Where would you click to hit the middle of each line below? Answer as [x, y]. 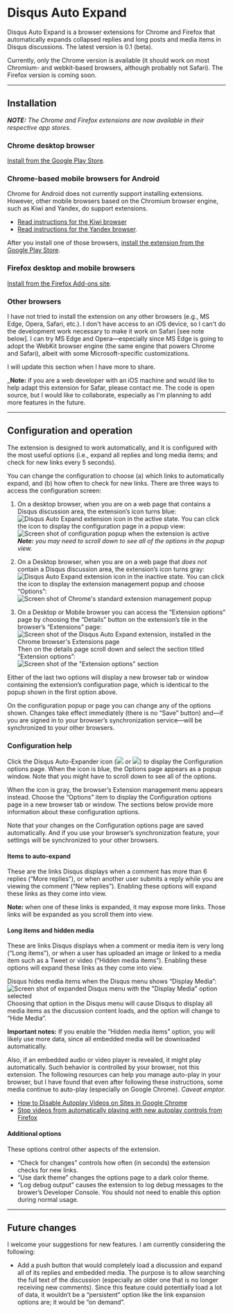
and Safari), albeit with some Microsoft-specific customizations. [98, 353]
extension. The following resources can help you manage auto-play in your [114, 1075]
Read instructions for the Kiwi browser [72, 222]
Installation [32, 103]
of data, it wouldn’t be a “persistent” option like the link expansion [111, 1295]
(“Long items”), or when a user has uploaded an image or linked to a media [114, 953]
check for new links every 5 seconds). [62, 462]
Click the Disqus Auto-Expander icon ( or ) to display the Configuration [115, 761]
